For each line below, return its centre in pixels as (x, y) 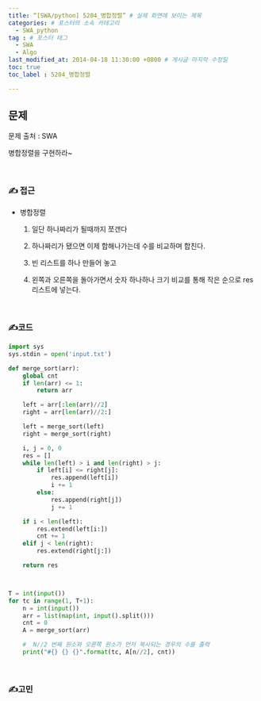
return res (40, 565)
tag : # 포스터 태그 (38, 38)
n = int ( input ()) (51, 608)
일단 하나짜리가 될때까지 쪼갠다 (79, 229)
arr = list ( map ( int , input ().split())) (88, 615)
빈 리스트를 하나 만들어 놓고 (74, 262)
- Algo (26, 52)
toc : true (25, 67)
